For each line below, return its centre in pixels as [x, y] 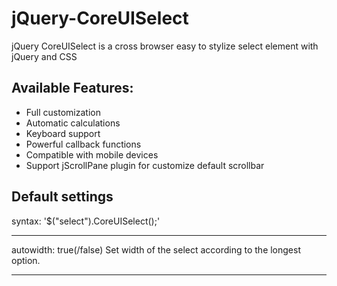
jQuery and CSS [44, 56]
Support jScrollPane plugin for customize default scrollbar [145, 165]
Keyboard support [63, 133]
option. [26, 260]
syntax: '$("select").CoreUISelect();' [86, 221]
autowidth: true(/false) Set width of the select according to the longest [156, 249]
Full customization [63, 112]
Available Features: [72, 88]
